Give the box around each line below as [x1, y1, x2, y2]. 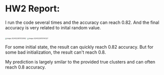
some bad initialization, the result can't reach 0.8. [5, 49, 106, 55]
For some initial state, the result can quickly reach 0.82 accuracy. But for [5, 44, 154, 50]
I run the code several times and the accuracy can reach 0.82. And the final [5, 19, 160, 25]
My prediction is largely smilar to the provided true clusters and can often [5, 59, 156, 65]
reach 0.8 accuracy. [5, 64, 46, 70]
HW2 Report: [5, 3, 60, 14]
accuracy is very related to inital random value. [5, 24, 101, 30]
